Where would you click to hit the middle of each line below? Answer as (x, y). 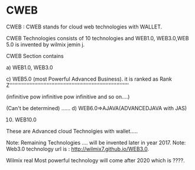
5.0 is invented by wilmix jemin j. (45, 44)
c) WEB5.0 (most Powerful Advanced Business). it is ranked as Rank (89, 79)
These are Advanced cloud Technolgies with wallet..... (72, 131)
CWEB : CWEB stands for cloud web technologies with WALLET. (84, 27)
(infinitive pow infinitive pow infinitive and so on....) (68, 97)
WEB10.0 (25, 120)
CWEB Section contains (35, 56)
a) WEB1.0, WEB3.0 (30, 67)
